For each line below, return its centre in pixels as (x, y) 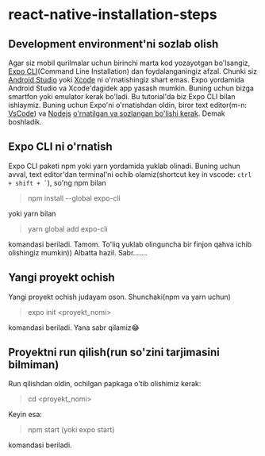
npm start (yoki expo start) (71, 430)
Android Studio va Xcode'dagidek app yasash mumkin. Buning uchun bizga (131, 88)
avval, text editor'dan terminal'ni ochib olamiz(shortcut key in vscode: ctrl (130, 174)
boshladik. (25, 122)
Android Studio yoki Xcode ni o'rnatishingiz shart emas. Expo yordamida (126, 80)
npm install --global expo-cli (74, 198)
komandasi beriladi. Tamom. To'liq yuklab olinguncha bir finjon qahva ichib (130, 244)
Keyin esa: (25, 415)
